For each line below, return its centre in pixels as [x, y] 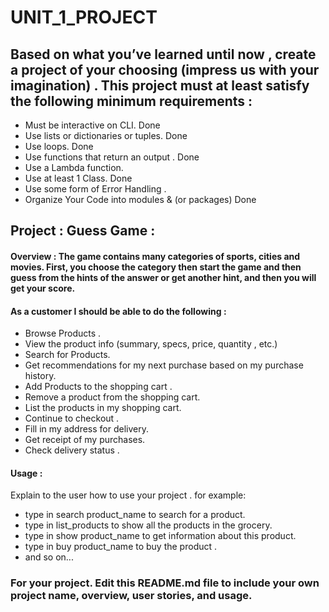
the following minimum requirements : [131, 101]
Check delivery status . [72, 450]
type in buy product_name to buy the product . [121, 547]
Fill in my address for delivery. [86, 429]
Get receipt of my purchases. [85, 440]
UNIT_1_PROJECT [84, 17]
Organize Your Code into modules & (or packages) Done [140, 199]
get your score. [43, 288]
